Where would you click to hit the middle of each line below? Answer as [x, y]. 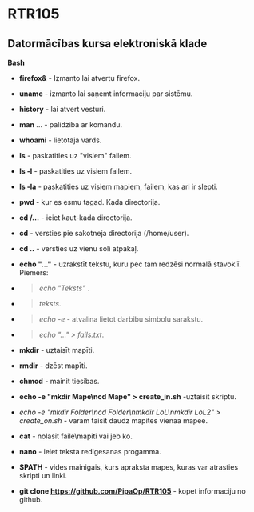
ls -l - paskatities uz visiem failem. [75, 171]
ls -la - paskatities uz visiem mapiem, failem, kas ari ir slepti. [118, 186]
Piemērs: [34, 272]
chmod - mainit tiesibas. [59, 381]
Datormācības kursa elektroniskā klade [107, 44]
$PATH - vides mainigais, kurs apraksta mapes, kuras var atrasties [129, 467]
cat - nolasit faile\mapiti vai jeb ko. [75, 436]
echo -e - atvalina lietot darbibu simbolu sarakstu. [121, 319]
